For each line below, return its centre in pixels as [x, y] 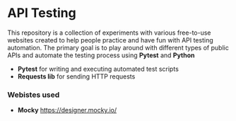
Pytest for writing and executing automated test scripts [98, 69]
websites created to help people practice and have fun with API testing [110, 40]
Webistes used [34, 95]
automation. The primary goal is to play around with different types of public [118, 47]
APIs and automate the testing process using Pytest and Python [101, 55]
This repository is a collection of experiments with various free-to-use [109, 33]
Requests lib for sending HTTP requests [76, 76]
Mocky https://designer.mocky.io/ [67, 110]
